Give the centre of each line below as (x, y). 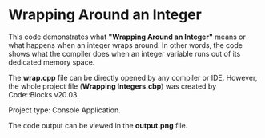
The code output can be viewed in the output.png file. (98, 125)
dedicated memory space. (52, 62)
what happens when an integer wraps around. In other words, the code (125, 45)
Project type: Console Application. (65, 110)
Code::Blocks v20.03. (44, 94)
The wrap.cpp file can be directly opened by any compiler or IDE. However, (133, 77)
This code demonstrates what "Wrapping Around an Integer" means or (127, 37)
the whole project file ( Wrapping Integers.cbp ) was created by (112, 86)
